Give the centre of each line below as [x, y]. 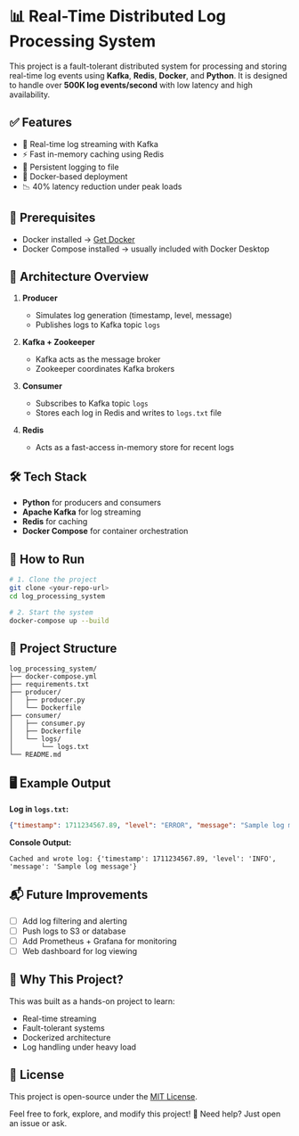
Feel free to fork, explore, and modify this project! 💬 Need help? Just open [145, 1114]
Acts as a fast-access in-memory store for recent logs [134, 448]
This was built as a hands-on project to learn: [92, 1001]
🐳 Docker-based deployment [75, 176]
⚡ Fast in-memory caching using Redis [93, 154]
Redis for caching [55, 522]
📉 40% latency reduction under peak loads [102, 186]
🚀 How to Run [47, 559]
